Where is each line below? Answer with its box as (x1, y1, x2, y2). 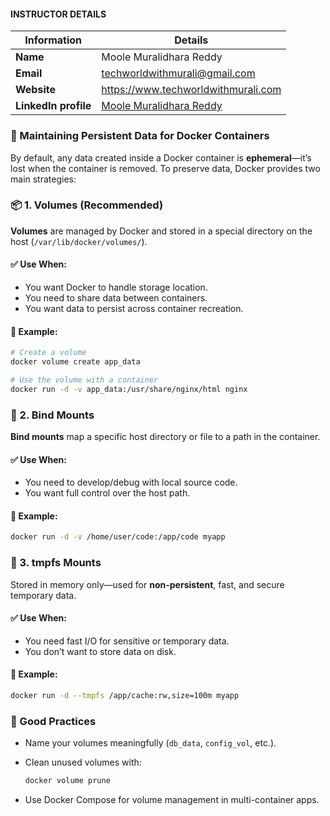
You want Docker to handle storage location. (24, 281, 208, 293)
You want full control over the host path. (24, 487, 191, 499)
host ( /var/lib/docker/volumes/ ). (10, 235, 148, 247)
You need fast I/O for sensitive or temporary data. (24, 635, 230, 647)
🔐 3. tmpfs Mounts (10, 556, 102, 570)
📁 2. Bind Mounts (10, 408, 95, 422)
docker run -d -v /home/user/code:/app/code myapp (10, 532, 226, 542)
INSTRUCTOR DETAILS (10, 8, 107, 20)
